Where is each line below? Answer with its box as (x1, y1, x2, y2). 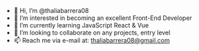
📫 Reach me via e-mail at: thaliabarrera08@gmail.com (13, 37, 171, 44)
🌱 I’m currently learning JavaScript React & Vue (13, 21, 149, 29)
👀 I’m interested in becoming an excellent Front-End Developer (13, 14, 192, 22)
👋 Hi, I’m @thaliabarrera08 (13, 7, 89, 14)
